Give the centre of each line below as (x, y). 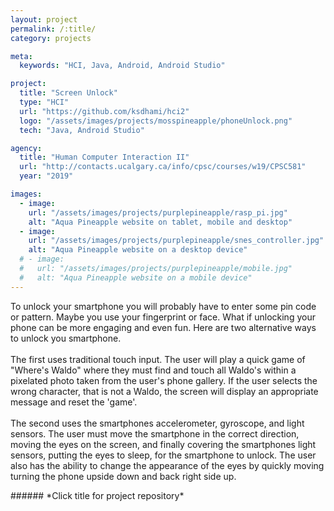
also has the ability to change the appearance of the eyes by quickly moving (167, 465)
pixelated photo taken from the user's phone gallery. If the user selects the (164, 380)
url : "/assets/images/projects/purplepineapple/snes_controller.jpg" (176, 241)
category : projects (51, 38)
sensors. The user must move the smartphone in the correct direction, (155, 433)
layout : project (44, 19)
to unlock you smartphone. (66, 338)
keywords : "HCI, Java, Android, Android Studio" (122, 66)
